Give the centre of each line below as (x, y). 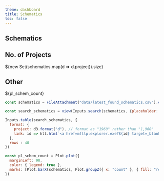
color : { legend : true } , (36, 165)
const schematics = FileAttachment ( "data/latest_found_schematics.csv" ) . (82, 103)
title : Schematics (24, 14)
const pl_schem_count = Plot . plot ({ (42, 156)
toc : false (16, 18)
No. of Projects (28, 55)
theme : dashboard (23, 9)
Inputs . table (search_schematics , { (41, 120)
